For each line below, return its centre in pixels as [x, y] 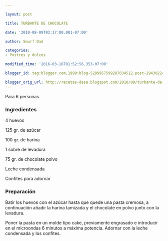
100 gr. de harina [22, 140]
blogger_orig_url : [24, 82]
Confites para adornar [28, 178]
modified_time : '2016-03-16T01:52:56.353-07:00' [57, 64]
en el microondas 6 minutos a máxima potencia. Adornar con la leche [76, 228]
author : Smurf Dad [24, 41]
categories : [17, 51]
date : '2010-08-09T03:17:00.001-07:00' [47, 32]
